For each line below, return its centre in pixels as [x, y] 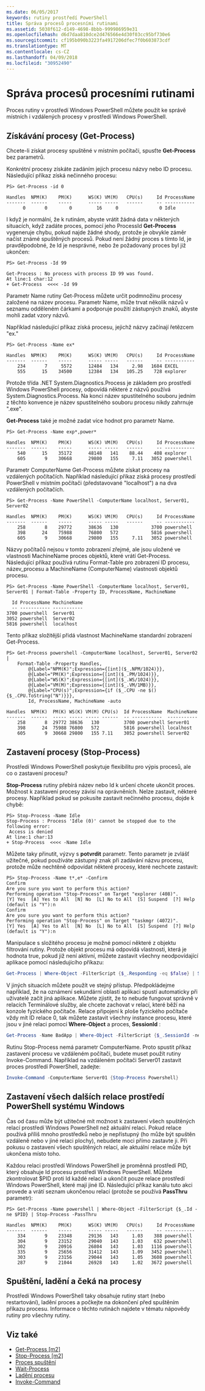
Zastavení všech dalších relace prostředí [85, 1097]
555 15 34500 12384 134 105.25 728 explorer [102, 372]
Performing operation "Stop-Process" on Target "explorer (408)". [92, 894]
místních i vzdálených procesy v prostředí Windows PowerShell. [87, 117]
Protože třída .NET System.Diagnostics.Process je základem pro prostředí [99, 383]
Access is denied [31, 832]
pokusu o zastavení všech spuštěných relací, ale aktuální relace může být [99, 1147]
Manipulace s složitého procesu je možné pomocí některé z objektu [91, 943]
